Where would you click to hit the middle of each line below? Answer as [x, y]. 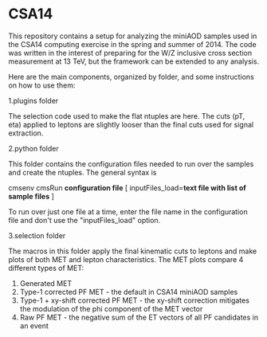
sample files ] [31, 196]
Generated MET [46, 283]
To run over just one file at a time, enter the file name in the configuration [128, 211]
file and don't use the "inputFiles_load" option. [84, 220]
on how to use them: [42, 85]
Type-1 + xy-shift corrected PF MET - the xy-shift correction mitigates [134, 300]
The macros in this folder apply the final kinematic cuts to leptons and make [133, 251]
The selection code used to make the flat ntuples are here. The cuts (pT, [127, 116]
